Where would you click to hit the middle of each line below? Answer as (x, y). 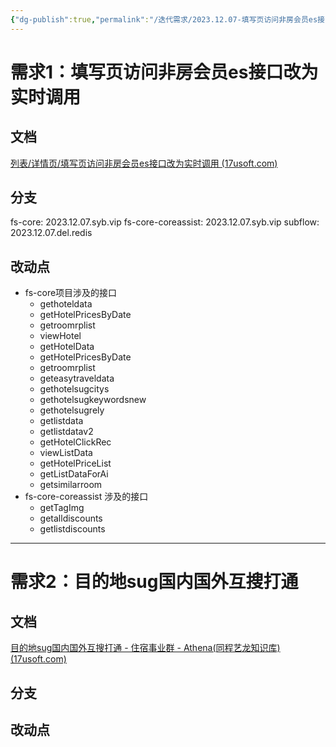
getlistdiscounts (72, 529)
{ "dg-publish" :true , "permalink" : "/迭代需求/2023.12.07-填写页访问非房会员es (164, 19)
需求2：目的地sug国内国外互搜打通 (154, 582)
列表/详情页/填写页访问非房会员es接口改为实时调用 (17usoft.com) (144, 163)
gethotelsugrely (72, 410)
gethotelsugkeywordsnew (93, 400)
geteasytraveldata (77, 378)
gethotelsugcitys (74, 389)
